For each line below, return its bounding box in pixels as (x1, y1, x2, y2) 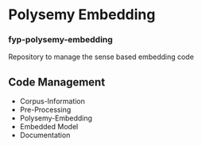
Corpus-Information (19, 97, 86, 106)
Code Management (8, 75, 106, 89)
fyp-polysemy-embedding (8, 34, 113, 45)
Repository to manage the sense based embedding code (8, 52, 195, 61)
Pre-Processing (19, 105, 72, 115)
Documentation (19, 130, 71, 140)
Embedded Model (19, 122, 79, 132)
